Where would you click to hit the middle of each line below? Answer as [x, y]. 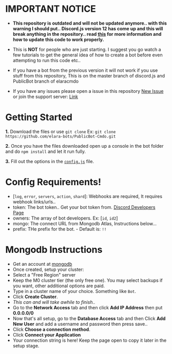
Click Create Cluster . [35, 297]
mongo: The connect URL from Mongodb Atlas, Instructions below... [85, 223]
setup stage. [26, 346]
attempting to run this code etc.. [47, 60]
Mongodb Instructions [54, 250]
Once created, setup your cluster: [48, 269]
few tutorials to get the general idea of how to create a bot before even [88, 55]
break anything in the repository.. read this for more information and [87, 34]
